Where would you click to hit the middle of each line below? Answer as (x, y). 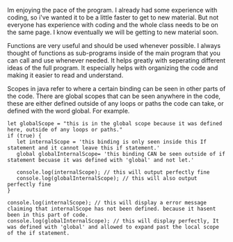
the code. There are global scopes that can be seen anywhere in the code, (114, 96)
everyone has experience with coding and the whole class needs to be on (113, 25)
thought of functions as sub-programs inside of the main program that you (114, 53)
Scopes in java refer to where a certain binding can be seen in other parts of (116, 89)
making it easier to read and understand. (65, 75)
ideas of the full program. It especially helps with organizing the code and (113, 68)
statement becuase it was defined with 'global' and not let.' (101, 160)
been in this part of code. (48, 215)
